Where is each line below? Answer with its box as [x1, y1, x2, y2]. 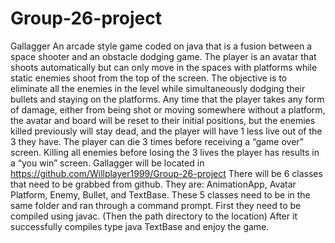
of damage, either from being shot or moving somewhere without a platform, [10, 103, 326, 116]
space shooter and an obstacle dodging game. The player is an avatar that [10, 50, 317, 62]
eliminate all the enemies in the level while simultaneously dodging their [10, 82, 306, 94]
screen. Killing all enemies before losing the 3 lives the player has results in [10, 146, 320, 158]
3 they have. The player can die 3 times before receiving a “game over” [10, 135, 304, 147]
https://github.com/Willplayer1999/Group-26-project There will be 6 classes [10, 167, 323, 179]
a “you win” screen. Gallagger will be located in [10, 157, 205, 169]
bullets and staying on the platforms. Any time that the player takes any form [10, 93, 325, 105]
